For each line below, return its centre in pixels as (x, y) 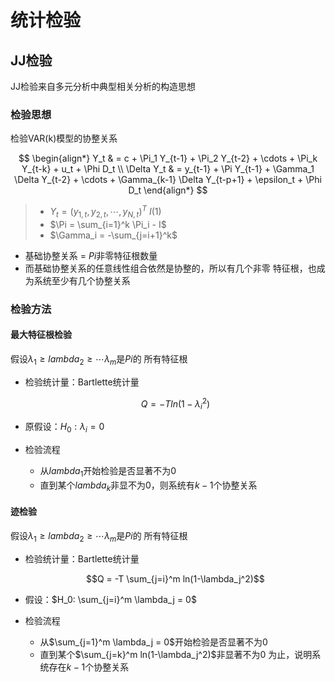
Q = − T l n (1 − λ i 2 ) (175, 404)
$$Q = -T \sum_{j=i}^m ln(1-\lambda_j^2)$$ (175, 578)
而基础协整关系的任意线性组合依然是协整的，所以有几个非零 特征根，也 (170, 268)
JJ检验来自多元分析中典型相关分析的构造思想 (103, 86)
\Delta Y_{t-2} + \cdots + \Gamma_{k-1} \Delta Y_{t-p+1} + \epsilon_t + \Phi (168, 180)
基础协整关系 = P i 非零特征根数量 (91, 255)
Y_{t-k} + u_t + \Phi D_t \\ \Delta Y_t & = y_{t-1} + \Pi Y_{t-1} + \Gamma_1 (168, 169)
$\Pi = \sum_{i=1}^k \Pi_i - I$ (108, 224)
